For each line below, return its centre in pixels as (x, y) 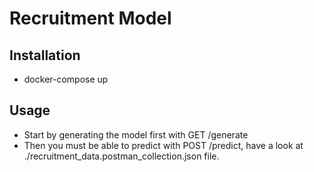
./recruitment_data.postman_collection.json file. (121, 156)
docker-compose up (66, 79)
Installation (45, 55)
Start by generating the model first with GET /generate (136, 134)
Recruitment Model (90, 18)
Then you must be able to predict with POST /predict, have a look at (163, 145)
